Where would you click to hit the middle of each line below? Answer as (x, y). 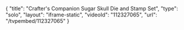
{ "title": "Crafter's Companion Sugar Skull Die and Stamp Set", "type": (92, 9)
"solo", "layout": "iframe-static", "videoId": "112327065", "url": (81, 15)
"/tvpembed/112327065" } (38, 21)
